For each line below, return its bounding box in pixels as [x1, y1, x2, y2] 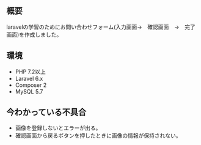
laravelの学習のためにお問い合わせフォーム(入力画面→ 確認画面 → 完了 [6, 23, 196, 31]
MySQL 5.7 [15, 87, 43, 95]
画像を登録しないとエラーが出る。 [15, 124, 101, 132]
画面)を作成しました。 [6, 31, 62, 38]
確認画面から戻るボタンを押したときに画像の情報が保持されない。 [15, 132, 181, 139]
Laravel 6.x [15, 75, 43, 82]
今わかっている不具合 [6, 107, 87, 117]
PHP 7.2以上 [15, 68, 46, 75]
